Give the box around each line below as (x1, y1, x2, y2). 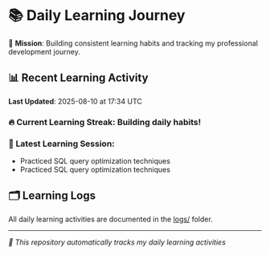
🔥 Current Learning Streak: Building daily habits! (8, 116, 202, 127)
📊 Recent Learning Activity (8, 71, 149, 85)
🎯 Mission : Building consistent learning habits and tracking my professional (8, 38, 259, 48)
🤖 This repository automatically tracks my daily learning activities (8, 237, 227, 247)
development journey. (8, 47, 80, 56)
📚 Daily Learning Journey (8, 6, 186, 25)
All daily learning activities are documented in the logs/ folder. (8, 214, 213, 224)
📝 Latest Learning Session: (8, 138, 115, 149)
